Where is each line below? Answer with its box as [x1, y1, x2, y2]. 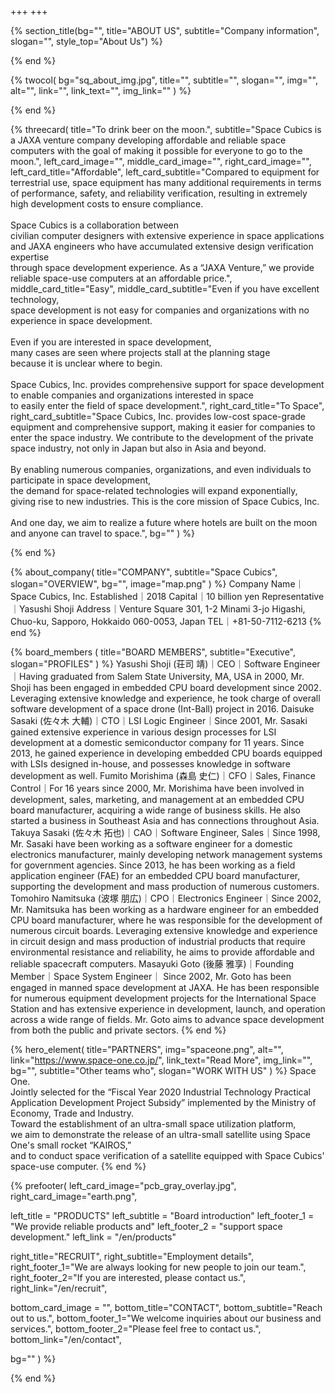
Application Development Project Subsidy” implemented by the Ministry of [10, 1097, 317, 1108]
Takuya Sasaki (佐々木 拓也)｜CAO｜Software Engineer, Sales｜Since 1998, [10, 827, 321, 838]
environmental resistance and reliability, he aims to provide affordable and [10, 946, 315, 958]
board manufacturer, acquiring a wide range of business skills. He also [10, 804, 301, 816]
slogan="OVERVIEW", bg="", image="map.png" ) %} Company [10, 578, 269, 590]
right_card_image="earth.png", [10, 1191, 138, 1202]
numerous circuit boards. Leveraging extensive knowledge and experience [10, 925, 318, 936]
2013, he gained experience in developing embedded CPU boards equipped [10, 747, 323, 759]
